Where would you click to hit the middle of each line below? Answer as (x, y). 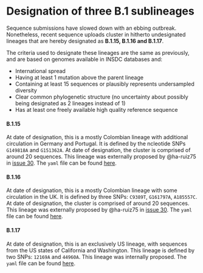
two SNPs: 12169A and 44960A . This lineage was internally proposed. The (97, 257)
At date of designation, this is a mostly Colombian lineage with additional (97, 137)
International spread (40, 71)
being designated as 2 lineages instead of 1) (70, 103)
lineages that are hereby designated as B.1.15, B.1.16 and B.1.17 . (85, 41)
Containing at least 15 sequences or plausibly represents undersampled (105, 84)
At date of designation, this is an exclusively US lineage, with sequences (97, 244)
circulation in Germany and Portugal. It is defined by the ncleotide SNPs (96, 143)
